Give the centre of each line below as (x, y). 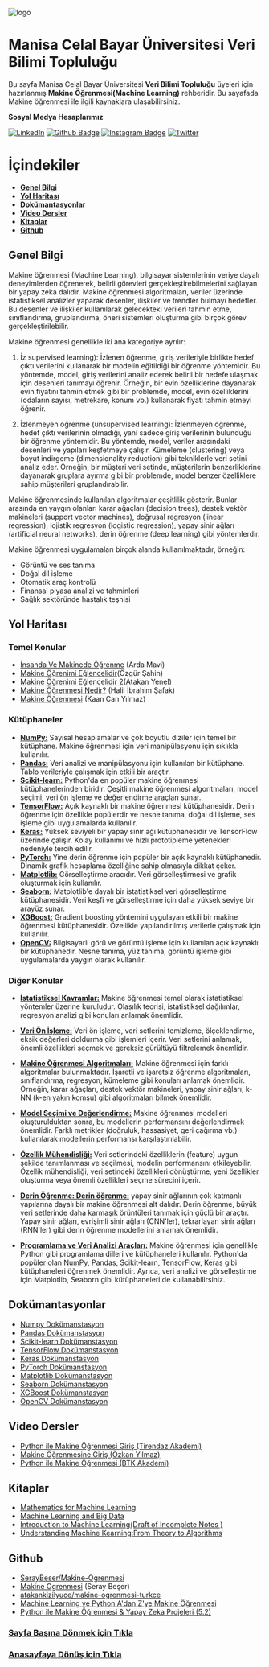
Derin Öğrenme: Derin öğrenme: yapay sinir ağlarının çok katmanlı (130, 1196)
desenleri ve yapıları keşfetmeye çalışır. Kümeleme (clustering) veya (132, 450)
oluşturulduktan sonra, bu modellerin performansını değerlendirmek (132, 1122)
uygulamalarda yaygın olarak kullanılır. (83, 959)
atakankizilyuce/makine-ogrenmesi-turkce (90, 1595)
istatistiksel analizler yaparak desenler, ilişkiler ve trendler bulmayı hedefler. (133, 300)
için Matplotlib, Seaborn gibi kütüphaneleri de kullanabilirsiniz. (122, 1279)
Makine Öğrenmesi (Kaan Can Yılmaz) (83, 699)
